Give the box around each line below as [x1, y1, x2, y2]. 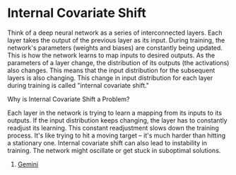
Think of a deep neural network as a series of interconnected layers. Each [7, 28, 223, 37]
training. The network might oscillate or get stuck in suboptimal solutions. [7, 146, 221, 154]
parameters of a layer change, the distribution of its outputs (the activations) [7, 58, 230, 67]
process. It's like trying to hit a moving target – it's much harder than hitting [7, 131, 226, 140]
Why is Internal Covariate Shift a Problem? [7, 94, 130, 103]
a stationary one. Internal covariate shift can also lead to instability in [7, 138, 207, 147]
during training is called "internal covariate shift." [7, 81, 150, 89]
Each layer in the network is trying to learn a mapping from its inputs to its [7, 108, 223, 117]
